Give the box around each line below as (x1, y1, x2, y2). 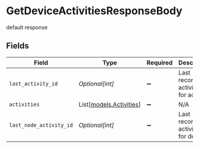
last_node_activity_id (9, 121, 73, 128)
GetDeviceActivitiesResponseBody (6, 4, 182, 18)
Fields (6, 41, 30, 51)
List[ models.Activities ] (78, 100, 141, 108)
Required (146, 58, 173, 66)
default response (6, 24, 48, 31)
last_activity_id (9, 80, 58, 87)
